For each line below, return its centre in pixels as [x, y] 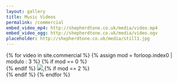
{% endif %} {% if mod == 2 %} [48, 68]
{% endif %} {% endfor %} [38, 75]
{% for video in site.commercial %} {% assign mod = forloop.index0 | [89, 55]
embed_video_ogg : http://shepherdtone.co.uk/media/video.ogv [82, 33]
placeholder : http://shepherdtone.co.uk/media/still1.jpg [78, 39]
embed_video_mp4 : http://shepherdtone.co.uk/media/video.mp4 [82, 28]
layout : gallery [26, 11]
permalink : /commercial [35, 22]
